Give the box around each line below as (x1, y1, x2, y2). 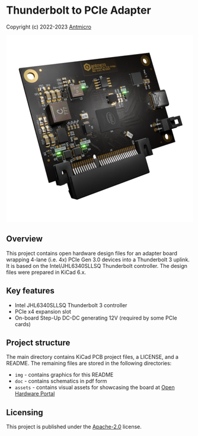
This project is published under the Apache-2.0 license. (6, 423, 142, 431)
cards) (14, 320, 31, 327)
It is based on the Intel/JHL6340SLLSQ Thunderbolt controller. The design (6, 262, 188, 269)
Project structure (6, 337, 71, 347)
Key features (6, 286, 55, 296)
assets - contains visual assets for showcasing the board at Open (14, 384, 175, 391)
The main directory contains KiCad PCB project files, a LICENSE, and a (6, 353, 179, 361)
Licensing (6, 407, 43, 418)
